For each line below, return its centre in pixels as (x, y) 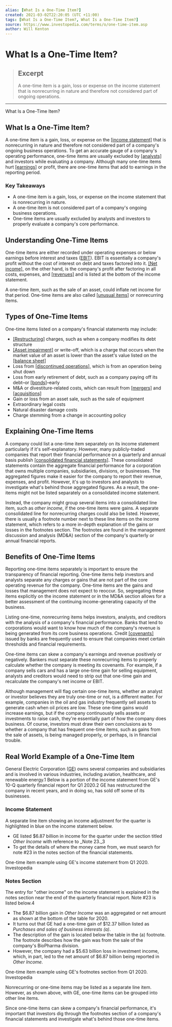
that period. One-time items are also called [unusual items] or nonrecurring (84, 295)
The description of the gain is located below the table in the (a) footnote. (89, 934)
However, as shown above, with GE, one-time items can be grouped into (81, 993)
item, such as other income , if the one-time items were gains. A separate (82, 508)
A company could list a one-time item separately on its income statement (82, 443)
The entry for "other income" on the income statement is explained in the (82, 892)
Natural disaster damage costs (45, 409)
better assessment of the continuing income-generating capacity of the (81, 602)
